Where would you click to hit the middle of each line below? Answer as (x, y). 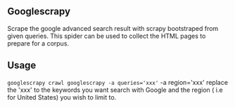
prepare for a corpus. (38, 43)
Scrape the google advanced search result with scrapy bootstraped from (113, 28)
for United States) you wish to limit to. (62, 97)
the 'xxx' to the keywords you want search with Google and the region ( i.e (115, 90)
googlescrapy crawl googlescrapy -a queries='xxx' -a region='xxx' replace (118, 82)
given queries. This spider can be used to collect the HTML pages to (107, 36)
